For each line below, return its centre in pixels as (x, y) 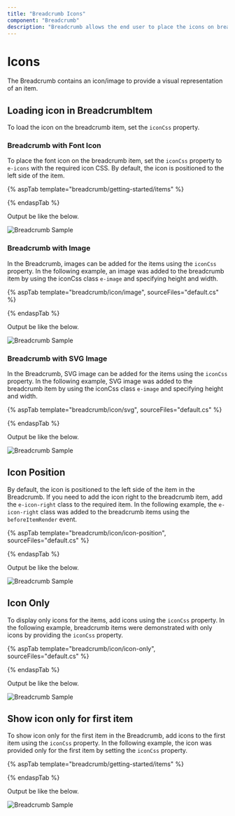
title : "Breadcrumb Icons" (47, 14)
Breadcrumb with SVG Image (57, 359)
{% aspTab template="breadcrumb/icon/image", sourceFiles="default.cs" (113, 292)
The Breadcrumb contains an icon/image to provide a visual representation (115, 81)
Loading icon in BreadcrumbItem (80, 111)
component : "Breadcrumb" (43, 20)
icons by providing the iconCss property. (65, 635)
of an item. (23, 88)
